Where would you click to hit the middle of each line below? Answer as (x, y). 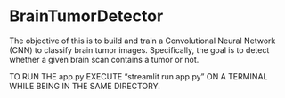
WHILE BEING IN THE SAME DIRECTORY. (85, 86)
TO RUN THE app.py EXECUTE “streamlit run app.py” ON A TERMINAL (138, 76)
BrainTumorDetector (86, 16)
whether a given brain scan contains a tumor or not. (104, 59)
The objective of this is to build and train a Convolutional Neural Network (142, 41)
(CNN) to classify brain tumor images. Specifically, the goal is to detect (139, 49)
